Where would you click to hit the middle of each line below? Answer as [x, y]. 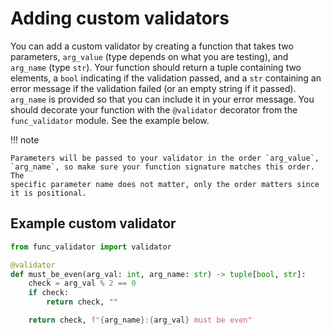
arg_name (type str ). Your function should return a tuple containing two [156, 67]
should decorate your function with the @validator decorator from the [154, 109]
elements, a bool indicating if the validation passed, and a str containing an [166, 78]
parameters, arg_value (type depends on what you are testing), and [149, 56]
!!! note [25, 139]
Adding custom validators [120, 18]
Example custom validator [93, 223]
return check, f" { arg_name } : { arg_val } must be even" [140, 320]
